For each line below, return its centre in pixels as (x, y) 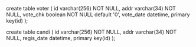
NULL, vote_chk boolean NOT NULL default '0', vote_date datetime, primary (98, 15)
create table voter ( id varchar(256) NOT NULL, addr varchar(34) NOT (91, 8)
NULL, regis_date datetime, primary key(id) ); (61, 38)
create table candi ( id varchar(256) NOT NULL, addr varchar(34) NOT (92, 32)
